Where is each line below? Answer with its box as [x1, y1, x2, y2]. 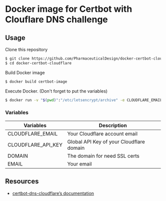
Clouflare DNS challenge [5, 14, 108, 25]
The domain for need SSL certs [67, 152, 140, 159]
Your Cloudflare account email [67, 130, 138, 137]
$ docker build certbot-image [5, 79, 68, 84]
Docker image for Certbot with [5, 3, 132, 15]
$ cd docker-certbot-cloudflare [5, 61, 72, 66]
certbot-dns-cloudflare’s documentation [12, 190, 94, 196]
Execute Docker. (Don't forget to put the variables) [5, 88, 108, 94]
